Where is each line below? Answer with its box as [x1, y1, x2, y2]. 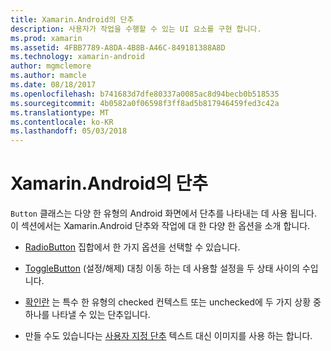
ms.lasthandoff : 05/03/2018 [10, 126, 128, 136]
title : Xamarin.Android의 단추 [10, 14, 135, 25]
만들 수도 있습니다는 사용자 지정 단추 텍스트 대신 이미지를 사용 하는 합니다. [24, 330, 313, 342]
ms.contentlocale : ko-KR [10, 117, 114, 127]
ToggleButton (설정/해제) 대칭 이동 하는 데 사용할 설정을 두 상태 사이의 [24, 262, 300, 275]
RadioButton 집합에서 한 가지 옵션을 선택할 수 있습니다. [24, 241, 241, 253]
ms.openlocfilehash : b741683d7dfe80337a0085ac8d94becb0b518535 [10, 89, 280, 99]
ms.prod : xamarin [10, 33, 83, 43]
